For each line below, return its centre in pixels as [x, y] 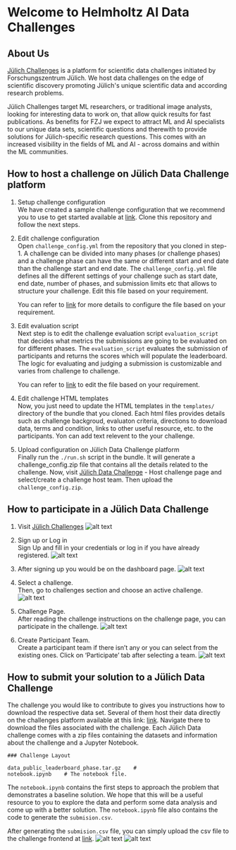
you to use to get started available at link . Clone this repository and [114, 217]
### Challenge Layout [39, 756]
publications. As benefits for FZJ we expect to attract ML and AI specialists [116, 122]
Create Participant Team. [54, 640]
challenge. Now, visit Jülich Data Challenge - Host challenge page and [119, 472]
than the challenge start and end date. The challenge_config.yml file [117, 268]
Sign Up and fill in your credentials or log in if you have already [108, 547]
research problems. [36, 93]
